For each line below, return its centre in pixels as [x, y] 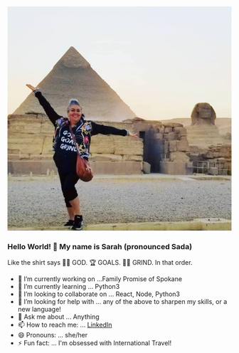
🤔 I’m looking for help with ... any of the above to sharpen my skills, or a [122, 302]
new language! [39, 310]
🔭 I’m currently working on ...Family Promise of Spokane [100, 279]
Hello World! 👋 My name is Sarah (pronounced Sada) [100, 246]
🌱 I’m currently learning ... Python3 [69, 287]
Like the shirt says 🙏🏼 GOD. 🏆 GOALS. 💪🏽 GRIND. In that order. [100, 263]
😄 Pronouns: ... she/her [52, 335]
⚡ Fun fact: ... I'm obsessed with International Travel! [95, 343]
